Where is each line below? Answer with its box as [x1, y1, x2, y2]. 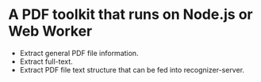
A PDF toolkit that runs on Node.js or [8, 6, 253, 24]
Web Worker [8, 22, 93, 40]
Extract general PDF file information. [19, 48, 139, 58]
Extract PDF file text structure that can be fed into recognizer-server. [19, 65, 244, 74]
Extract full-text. [19, 57, 73, 66]
